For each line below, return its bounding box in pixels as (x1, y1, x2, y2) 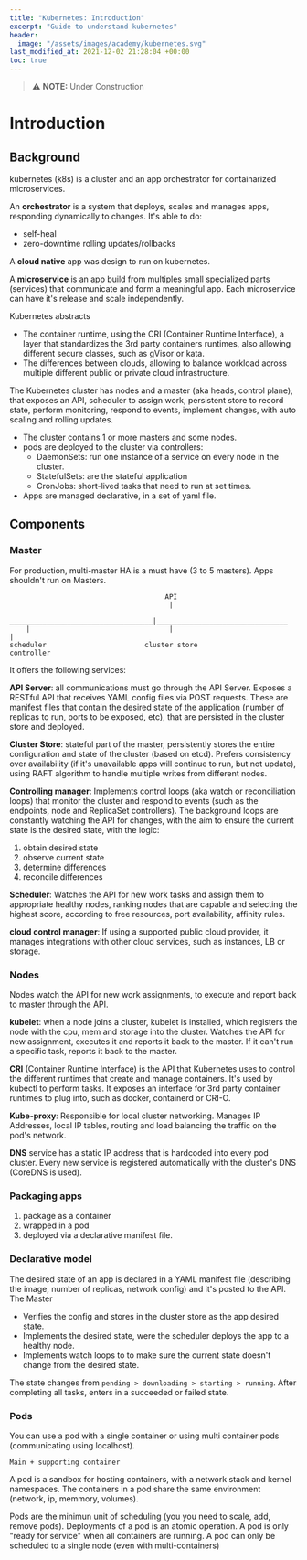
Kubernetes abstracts (9, 311, 91, 321)
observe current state (22, 851, 105, 862)
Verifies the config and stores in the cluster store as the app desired (22, 1310, 280, 1321)
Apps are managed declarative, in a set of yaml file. (22, 490, 217, 501)
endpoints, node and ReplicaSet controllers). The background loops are (9, 805, 279, 816)
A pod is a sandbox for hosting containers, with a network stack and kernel (9, 1473, 292, 1484)
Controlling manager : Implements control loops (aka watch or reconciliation (9, 785, 296, 796)
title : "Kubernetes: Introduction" (9, 13, 145, 23)
